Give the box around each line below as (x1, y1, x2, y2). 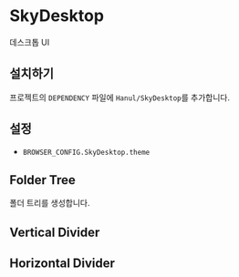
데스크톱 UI (9, 36, 50, 47)
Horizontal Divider (9, 256, 116, 272)
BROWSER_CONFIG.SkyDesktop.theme (22, 148, 151, 157)
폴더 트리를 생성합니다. (9, 198, 90, 209)
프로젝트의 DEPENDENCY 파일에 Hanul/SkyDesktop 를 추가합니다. (9, 92, 231, 103)
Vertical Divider (9, 224, 100, 240)
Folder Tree (9, 172, 76, 188)
